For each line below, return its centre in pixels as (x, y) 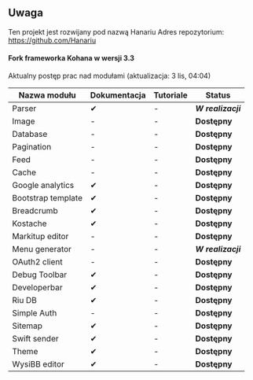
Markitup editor (40, 237)
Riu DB (24, 301)
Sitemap (27, 326)
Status (218, 95)
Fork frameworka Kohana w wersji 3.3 (71, 58)
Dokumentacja (118, 95)
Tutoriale (170, 95)
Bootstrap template (47, 198)
